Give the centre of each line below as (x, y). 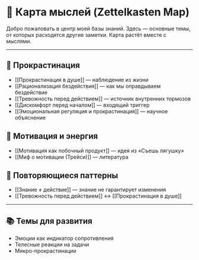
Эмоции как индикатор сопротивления (64, 238)
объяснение (30, 118)
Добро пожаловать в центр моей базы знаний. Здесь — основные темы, (98, 28)
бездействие (31, 92)
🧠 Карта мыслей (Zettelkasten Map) (98, 12)
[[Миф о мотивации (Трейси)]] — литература (72, 157)
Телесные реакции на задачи (52, 245)
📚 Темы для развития (49, 221)
